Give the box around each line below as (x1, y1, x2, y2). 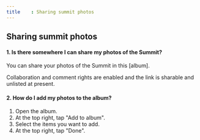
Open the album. (15, 108, 57, 115)
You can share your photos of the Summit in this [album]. (6, 62, 150, 69)
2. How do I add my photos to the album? (6, 94, 112, 101)
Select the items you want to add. (15, 121, 100, 128)
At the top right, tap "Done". (15, 127, 86, 135)
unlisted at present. (6, 80, 55, 88)
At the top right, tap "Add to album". (15, 114, 105, 122)
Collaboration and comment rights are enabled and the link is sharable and (6, 74, 194, 81)
